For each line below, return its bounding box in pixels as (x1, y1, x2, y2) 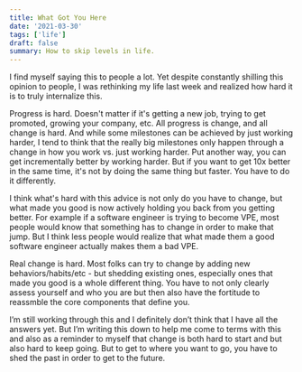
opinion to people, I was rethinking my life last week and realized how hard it (9, 81, 293, 92)
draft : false (9, 38, 59, 48)
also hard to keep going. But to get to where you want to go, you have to (9, 343, 278, 354)
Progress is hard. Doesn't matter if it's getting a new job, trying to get (9, 108, 266, 119)
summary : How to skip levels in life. (9, 47, 155, 56)
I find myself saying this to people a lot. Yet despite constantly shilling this (9, 71, 284, 82)
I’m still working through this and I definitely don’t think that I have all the (9, 314, 279, 325)
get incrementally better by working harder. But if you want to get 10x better (9, 156, 291, 167)
